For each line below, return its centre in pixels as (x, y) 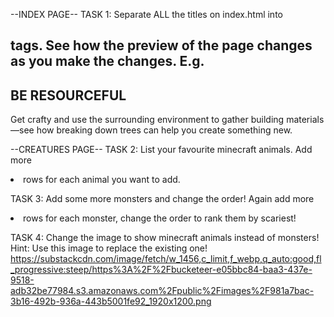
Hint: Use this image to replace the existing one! (109, 248)
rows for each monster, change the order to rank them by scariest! (160, 218)
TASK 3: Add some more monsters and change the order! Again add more (162, 199)
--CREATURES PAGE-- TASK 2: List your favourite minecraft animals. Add (161, 150)
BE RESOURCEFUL (68, 95)
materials (305, 120)
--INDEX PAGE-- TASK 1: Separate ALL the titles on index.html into (146, 14)
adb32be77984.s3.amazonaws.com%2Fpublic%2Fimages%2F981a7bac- (162, 291)
